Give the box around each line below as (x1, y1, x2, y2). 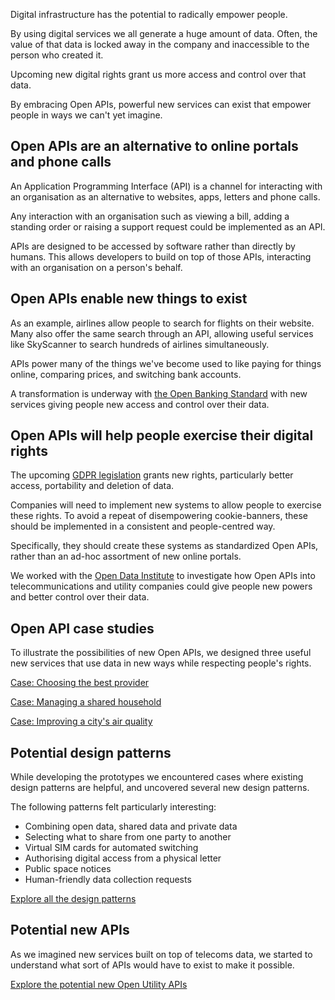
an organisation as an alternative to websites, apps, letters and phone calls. (10, 190, 321, 203)
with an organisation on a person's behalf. (10, 261, 183, 273)
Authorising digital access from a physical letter (24, 852, 222, 864)
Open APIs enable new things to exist (10, 290, 248, 308)
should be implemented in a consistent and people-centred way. (10, 520, 276, 533)
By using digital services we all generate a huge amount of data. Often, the (10, 28, 318, 39)
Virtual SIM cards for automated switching (24, 842, 199, 854)
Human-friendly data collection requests (24, 874, 192, 886)
